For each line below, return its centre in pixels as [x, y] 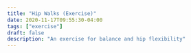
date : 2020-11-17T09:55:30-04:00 [55, 20]
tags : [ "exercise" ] [35, 26]
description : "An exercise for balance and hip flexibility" [97, 39]
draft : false [26, 33]
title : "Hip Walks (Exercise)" [52, 13]
